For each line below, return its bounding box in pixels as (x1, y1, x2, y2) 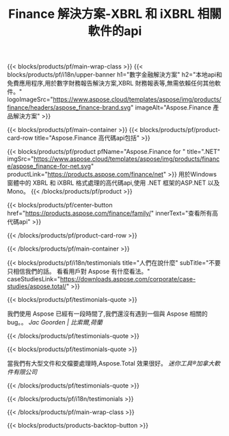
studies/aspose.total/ (7, 282, 67, 291)
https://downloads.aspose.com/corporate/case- (59, 275, 196, 283)
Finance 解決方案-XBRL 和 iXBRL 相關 (8, 6, 222, 22)
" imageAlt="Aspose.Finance (130, 103, 212, 112)
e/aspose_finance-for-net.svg (7, 162, 91, 170)
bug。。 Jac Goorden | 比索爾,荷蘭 (7, 318, 103, 326)
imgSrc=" (7, 155, 34, 163)
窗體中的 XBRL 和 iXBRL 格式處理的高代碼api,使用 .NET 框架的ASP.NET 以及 (7, 179, 220, 187)
